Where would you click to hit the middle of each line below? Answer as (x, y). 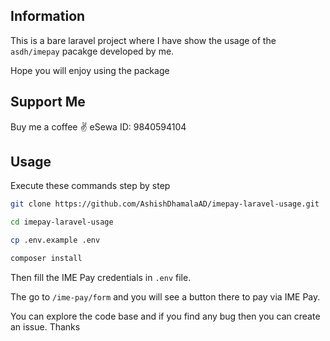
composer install (46, 259)
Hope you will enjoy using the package (90, 70)
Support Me (48, 102)
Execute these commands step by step (90, 186)
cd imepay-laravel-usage (62, 222)
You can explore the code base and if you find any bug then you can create (165, 316)
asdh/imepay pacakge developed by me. (92, 51)
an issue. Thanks (45, 326)
